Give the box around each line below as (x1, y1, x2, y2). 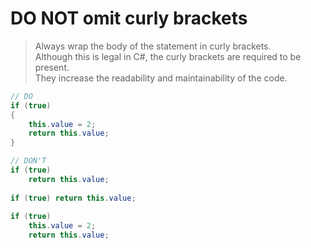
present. (34, 61, 70, 73)
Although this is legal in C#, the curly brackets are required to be (34, 50, 302, 62)
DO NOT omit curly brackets (10, 7, 248, 30)
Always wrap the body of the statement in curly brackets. (34, 40, 272, 52)
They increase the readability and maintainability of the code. (34, 72, 288, 84)
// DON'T (10, 156, 47, 166)
